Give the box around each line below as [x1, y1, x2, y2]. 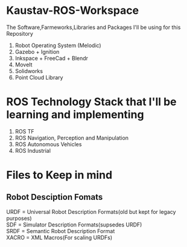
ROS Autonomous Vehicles [14, 140, 82, 148]
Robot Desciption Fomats [6, 192, 103, 202]
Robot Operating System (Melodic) [14, 42, 101, 49]
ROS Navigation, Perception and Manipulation [14, 134, 128, 141]
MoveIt [14, 61, 33, 68]
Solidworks [14, 67, 43, 74]
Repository [6, 30, 33, 37]
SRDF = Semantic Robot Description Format [6, 227, 115, 234]
